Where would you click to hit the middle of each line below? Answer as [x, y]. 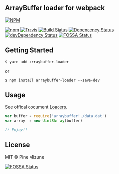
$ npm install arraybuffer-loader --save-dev [52, 80]
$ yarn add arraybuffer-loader [37, 62]
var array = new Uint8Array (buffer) [44, 121]
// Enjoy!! [16, 130]
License [17, 145]
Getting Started [29, 51]
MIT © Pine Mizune [25, 157]
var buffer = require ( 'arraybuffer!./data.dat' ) [56, 116]
